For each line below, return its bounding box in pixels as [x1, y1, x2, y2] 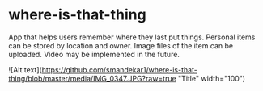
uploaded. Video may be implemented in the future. [8, 49, 180, 59]
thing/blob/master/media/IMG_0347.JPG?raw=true [8, 73, 176, 83]
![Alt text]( [8, 64, 42, 74]
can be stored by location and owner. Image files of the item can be [8, 40, 233, 50]
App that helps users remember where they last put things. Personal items [8, 32, 256, 42]
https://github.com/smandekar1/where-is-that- [41, 64, 198, 74]
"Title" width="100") [177, 73, 245, 83]
